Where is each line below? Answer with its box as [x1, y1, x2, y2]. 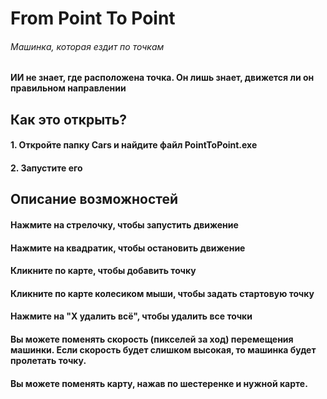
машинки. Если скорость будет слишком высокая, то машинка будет [10, 343, 317, 356]
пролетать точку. [10, 354, 87, 366]
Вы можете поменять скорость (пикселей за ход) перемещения [10, 333, 294, 345]
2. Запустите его [10, 162, 83, 174]
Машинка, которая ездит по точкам [10, 40, 165, 52]
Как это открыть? [10, 111, 128, 128]
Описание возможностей [10, 191, 179, 208]
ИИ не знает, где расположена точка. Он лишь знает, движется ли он [10, 72, 315, 84]
